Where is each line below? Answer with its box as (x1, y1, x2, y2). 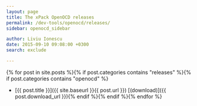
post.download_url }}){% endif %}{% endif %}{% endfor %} (14, 93, 162, 100)
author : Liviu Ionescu (6, 36, 62, 42)
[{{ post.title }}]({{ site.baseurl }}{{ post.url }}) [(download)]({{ (14, 86, 167, 93)
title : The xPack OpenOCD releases (6, 14, 95, 20)
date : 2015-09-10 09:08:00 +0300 (6, 42, 89, 48)
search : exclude (6, 47, 46, 54)
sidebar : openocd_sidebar (6, 25, 70, 32)
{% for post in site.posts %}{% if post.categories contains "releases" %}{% (6, 68, 192, 76)
